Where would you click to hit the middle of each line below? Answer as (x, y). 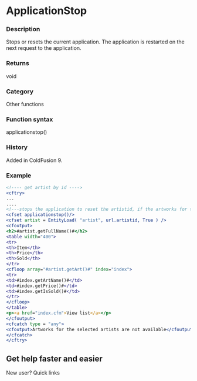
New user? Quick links (33, 373)
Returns (18, 63)
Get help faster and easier (54, 358)
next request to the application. (44, 48)
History (17, 147)
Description (23, 29)
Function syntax (30, 119)
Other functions (25, 104)
